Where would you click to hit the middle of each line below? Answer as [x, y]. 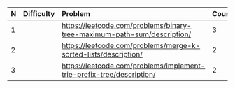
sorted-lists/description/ [102, 54]
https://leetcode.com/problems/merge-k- [131, 46]
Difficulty [39, 14]
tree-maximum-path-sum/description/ [127, 34]
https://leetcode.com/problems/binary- [127, 25]
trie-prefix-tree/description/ [109, 74]
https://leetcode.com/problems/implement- [134, 66]
